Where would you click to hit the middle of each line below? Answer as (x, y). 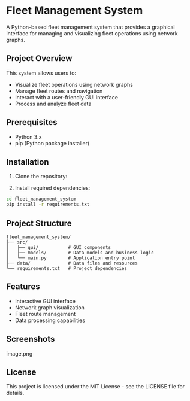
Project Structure (39, 223)
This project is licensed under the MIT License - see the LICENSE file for (95, 387)
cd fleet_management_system (41, 199)
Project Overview (39, 58)
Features (23, 287)
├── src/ (17, 242)
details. (15, 393)
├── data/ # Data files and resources (72, 263)
